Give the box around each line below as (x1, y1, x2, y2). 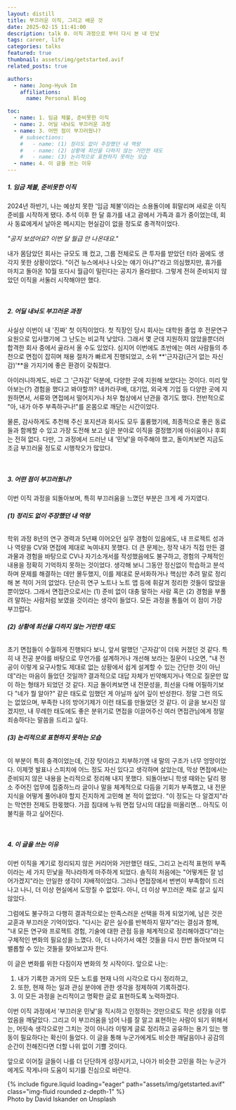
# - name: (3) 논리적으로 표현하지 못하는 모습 (20, 153, 147, 160)
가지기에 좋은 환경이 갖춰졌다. (30, 360, 112, 370)
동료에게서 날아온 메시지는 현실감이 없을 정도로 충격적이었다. (14, 219, 181, 227)
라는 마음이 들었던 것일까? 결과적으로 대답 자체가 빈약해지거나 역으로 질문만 (15, 671, 222, 680)
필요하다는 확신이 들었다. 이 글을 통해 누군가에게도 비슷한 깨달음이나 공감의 (20, 1033, 225, 1042)
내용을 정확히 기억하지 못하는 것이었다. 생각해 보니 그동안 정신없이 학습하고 (7, 561, 212, 569)
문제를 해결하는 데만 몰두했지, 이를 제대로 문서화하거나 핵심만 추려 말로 (20, 569, 214, 578)
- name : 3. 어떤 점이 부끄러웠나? (13, 127, 102, 134)
